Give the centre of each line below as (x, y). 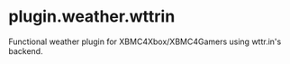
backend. (26, 50)
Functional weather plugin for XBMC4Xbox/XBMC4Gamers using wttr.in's (145, 41)
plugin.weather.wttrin (92, 17)
